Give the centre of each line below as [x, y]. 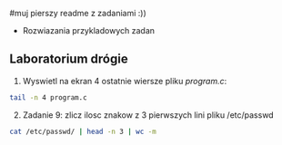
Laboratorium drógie [69, 59]
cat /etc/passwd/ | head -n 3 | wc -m [83, 131]
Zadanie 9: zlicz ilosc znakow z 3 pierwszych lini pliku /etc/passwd [148, 115]
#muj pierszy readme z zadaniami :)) [78, 13]
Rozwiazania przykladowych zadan [89, 30]
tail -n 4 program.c [49, 97]
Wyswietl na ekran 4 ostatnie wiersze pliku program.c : [125, 81]
